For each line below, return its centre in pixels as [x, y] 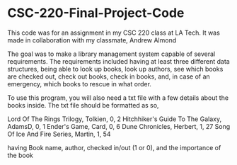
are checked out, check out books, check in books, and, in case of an [109, 76]
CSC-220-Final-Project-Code [96, 13]
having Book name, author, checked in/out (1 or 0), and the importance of [114, 147]
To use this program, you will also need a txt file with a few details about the [118, 98]
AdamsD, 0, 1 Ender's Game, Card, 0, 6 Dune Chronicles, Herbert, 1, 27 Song [119, 126]
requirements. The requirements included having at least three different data [118, 61]
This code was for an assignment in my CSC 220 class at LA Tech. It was [114, 33]
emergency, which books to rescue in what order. [80, 84]
